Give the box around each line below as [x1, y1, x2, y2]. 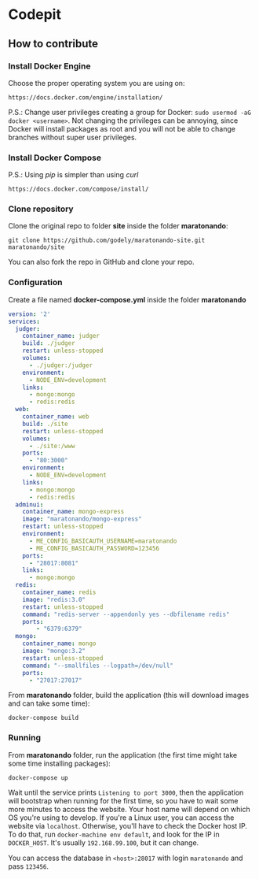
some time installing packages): [8, 758, 111, 768]
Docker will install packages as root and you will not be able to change [8, 124, 235, 133]
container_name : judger [22, 332, 100, 340]
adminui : [15, 500, 44, 509]
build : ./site [22, 420, 68, 428]
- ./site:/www [28, 442, 76, 450]
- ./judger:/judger [28, 361, 93, 369]
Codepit [8, 6, 61, 24]
